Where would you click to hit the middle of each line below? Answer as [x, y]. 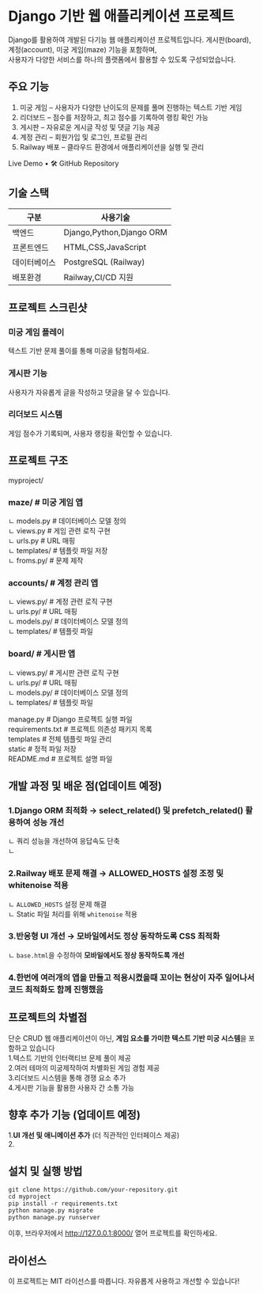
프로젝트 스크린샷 [48, 307]
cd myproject [30, 1197]
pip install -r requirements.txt [63, 1204]
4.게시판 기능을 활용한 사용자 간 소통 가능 [71, 1087]
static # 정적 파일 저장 [42, 749]
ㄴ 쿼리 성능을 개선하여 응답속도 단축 [64, 841]
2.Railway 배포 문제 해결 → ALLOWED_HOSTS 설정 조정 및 [116, 874]
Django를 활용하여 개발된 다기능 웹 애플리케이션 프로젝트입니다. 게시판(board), [130, 40]
